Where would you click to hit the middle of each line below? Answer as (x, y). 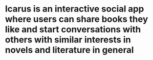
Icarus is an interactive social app (75, 9)
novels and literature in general (69, 50)
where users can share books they (76, 19)
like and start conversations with (73, 30)
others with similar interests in (68, 40)
